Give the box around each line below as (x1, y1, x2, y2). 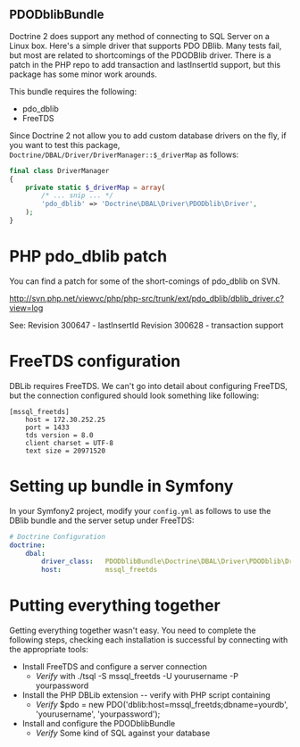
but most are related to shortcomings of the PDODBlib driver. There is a (9, 49, 271, 61)
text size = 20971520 (25, 446, 105, 455)
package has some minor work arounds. (9, 69, 158, 79)
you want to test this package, (9, 139, 121, 150)
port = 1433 (25, 423, 70, 432)
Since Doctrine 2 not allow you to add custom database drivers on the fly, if (9, 129, 287, 141)
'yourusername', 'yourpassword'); (35, 709, 161, 719)
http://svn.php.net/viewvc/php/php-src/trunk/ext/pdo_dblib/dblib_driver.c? (9, 293, 284, 303)
